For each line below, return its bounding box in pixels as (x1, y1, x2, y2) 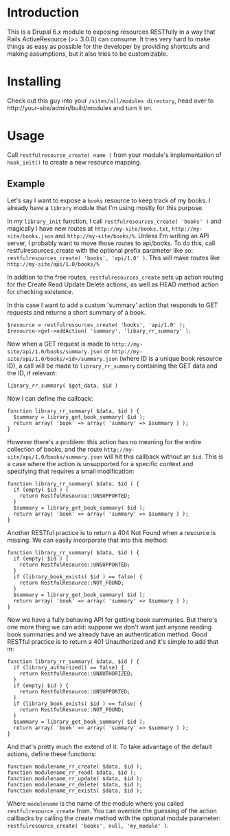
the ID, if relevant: (7, 368, 57, 377)
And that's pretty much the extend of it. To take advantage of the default (7, 742, 212, 751)
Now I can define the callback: (7, 394, 93, 402)
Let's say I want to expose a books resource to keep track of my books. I (7, 196, 211, 205)
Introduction (7, 5, 80, 21)
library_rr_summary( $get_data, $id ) (7, 382, 118, 389)
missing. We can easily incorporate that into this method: (7, 536, 168, 544)
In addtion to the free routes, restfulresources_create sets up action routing (7, 273, 224, 281)
